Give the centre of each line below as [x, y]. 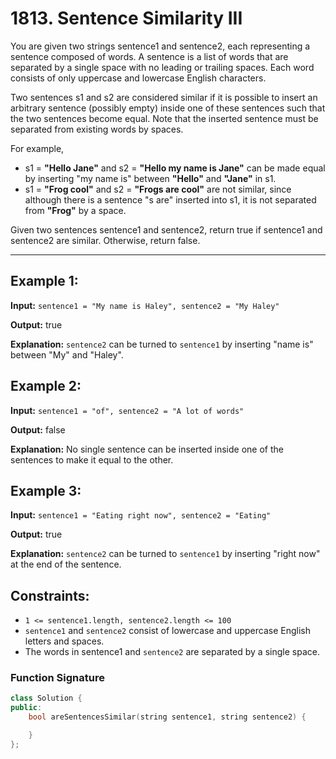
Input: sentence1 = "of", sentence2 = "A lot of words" [127, 410]
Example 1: [44, 281]
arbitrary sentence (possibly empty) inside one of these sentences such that [168, 108]
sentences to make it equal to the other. [92, 459]
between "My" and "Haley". [67, 354]
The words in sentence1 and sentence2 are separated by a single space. [172, 652]
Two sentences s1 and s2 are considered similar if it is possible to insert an [164, 97]
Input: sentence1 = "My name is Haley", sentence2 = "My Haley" [145, 305]
